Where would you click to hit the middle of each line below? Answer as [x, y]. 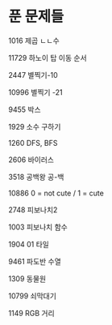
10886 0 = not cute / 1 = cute [56, 193]
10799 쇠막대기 [32, 296]
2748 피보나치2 [33, 210]
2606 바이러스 [31, 160]
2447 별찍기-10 [33, 75]
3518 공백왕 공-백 [36, 177]
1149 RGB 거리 [31, 313]
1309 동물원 [27, 278]
